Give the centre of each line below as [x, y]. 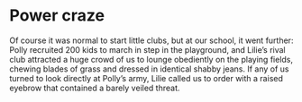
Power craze [57, 16]
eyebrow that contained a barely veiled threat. [95, 88]
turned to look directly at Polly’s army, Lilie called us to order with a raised [146, 78]
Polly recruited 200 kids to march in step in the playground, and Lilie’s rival [147, 49]
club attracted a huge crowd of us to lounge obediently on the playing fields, [151, 59]
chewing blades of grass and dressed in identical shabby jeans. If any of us [150, 69]
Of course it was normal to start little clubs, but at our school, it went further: [151, 40]
